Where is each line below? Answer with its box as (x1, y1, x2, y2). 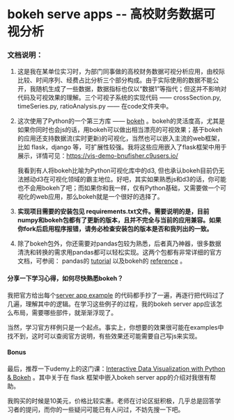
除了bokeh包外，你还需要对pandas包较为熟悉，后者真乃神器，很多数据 (17, 239, 221, 248)
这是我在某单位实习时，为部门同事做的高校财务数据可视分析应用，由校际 (17, 67, 225, 76)
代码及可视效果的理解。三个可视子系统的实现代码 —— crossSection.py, (17, 93, 221, 102)
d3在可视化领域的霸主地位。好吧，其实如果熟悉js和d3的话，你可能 (36, 175, 227, 184)
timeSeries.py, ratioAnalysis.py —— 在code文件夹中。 (17, 102, 173, 111)
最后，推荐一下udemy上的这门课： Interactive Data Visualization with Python (7, 364, 226, 373)
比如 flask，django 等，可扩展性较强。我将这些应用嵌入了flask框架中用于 (17, 143, 227, 152)
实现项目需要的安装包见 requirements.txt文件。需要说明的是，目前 (17, 207, 210, 216)
